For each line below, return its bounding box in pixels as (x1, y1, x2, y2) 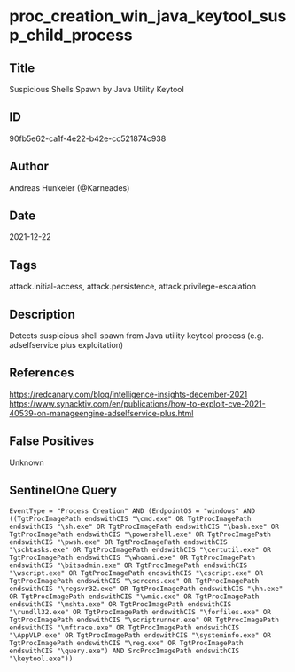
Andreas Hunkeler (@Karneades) (9, 182, 130, 193)
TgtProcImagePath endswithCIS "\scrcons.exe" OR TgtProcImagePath (9, 576, 260, 585)
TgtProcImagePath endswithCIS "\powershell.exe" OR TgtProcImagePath (9, 530, 272, 539)
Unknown (9, 457, 44, 468)
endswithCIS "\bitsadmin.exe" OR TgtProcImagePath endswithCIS (9, 561, 248, 570)
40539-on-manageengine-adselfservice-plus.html (9, 407, 194, 418)
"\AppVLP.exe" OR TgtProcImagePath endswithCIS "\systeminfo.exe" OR (9, 630, 272, 640)
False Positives (9, 433, 95, 449)
